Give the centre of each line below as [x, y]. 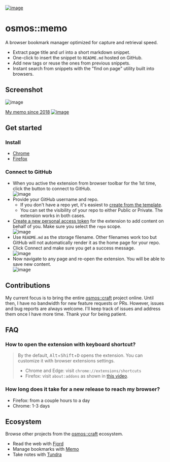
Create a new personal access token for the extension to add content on [88, 221]
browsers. [23, 74]
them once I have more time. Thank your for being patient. [66, 314]
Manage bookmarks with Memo [46, 449]
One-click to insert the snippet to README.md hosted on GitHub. [78, 57]
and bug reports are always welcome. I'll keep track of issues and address [83, 309]
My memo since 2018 [28, 112]
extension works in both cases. [53, 215]
